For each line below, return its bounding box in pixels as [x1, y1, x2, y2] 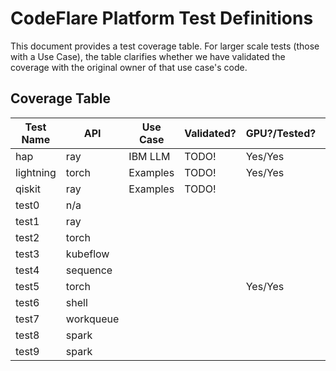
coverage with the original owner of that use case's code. [10, 61, 248, 73]
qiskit [15, 182, 42, 196]
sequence [65, 263, 113, 277]
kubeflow [65, 247, 110, 261]
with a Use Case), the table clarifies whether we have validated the [10, 50, 286, 62]
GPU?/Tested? [245, 126, 317, 140]
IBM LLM [128, 149, 171, 163]
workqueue [65, 312, 120, 326]
